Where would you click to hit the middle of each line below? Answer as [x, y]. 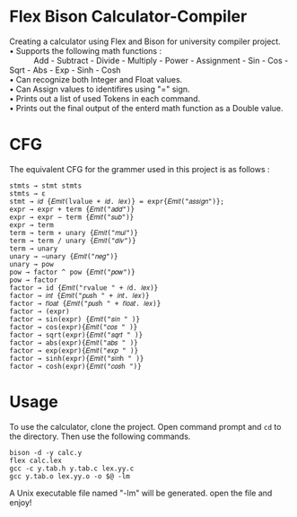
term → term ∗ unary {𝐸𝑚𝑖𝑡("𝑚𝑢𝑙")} [74, 232]
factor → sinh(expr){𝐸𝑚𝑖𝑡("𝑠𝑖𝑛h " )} [77, 358]
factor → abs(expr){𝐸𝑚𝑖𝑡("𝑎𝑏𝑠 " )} [74, 343]
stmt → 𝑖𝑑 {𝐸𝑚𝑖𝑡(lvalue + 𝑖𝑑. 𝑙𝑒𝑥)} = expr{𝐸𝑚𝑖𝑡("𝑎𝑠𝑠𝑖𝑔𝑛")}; [117, 201]
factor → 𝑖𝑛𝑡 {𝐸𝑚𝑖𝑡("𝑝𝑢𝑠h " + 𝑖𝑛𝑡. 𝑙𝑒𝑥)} [79, 295]
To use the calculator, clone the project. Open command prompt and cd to [145, 426]
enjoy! [21, 502]
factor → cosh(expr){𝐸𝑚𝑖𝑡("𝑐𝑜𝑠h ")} [75, 366]
